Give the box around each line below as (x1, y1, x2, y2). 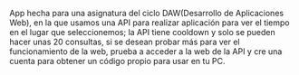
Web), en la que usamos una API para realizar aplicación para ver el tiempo (9, 17, 290, 28)
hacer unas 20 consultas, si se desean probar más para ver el (9, 36, 240, 47)
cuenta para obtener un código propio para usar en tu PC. (9, 56, 226, 66)
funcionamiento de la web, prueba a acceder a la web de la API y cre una (9, 46, 283, 57)
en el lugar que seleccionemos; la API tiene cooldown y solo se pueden (9, 27, 276, 37)
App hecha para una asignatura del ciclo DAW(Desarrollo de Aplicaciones (9, 8, 284, 18)
